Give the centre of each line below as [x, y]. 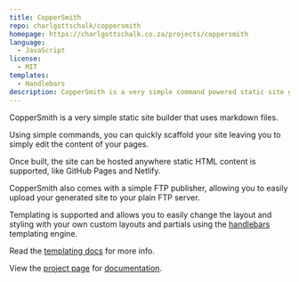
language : [28, 42]
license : [25, 59]
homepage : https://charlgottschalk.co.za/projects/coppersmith [129, 34]
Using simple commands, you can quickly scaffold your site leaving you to [145, 134]
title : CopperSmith [45, 17]
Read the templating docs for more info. [82, 251]
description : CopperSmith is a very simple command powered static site [147, 92]
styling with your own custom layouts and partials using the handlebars [140, 224]
